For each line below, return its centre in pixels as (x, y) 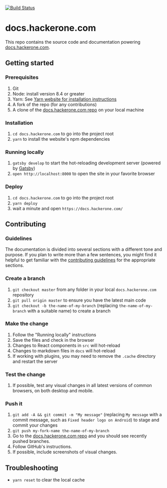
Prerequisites (22, 77)
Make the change (27, 324)
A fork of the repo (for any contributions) (54, 104)
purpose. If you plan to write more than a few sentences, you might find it (81, 255)
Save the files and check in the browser (53, 340)
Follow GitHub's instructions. (42, 447)
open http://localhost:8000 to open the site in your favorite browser (84, 174)
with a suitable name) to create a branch (69, 311)
